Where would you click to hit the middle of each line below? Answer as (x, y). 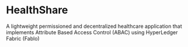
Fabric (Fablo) (23, 38)
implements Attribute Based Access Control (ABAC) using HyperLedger (92, 32)
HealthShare (37, 10)
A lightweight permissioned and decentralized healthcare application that (94, 26)
